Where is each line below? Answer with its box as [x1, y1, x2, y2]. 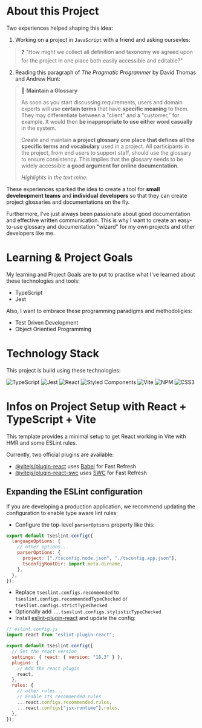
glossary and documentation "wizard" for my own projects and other [24, 223, 195, 230]
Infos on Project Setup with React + [6, 400, 187, 413]
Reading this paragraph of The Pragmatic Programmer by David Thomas [15, 69, 197, 76]
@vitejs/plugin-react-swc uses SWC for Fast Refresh [15, 469, 147, 476]
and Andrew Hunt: [15, 75, 60, 83]
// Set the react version [11, 649, 77, 655]
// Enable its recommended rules [17, 693, 102, 700]
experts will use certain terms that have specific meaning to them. [21, 105, 189, 112]
